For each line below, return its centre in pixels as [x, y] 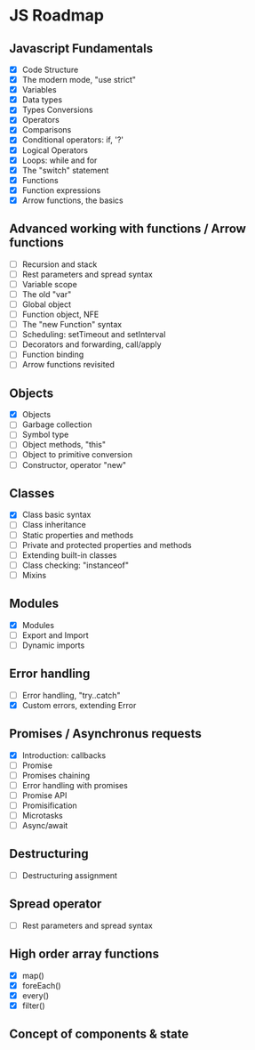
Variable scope [49, 284]
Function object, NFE [60, 314]
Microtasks [43, 815]
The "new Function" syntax [72, 325]
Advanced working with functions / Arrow [128, 229]
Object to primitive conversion [77, 455]
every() [35, 995]
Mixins [34, 575]
